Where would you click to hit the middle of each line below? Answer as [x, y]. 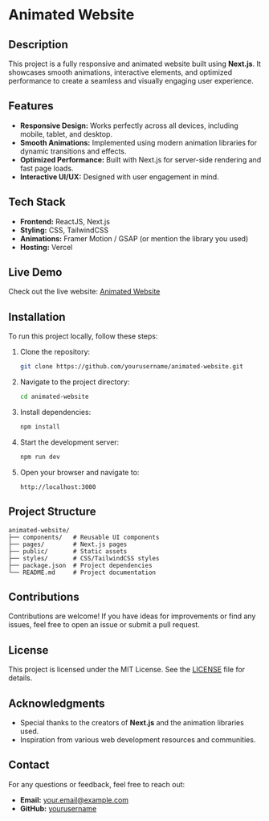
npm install [40, 427]
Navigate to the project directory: [75, 382]
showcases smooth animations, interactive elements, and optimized [120, 72]
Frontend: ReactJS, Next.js [65, 221]
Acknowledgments [57, 703]
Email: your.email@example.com [74, 800]
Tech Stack [37, 202]
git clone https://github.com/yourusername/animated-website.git [131, 367]
